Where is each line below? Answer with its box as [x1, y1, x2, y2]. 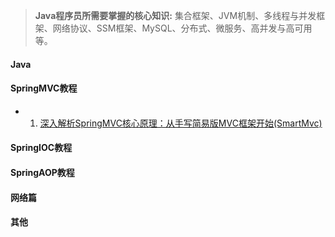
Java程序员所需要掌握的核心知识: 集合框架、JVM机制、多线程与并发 [34, 10, 317, 21]
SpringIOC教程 [10, 142, 73, 154]
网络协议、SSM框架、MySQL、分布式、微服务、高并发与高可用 [52, 22, 313, 34]
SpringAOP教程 [10, 166, 75, 178]
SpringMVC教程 [10, 82, 78, 94]
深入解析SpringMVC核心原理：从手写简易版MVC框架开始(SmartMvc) [39, 117, 323, 129]
